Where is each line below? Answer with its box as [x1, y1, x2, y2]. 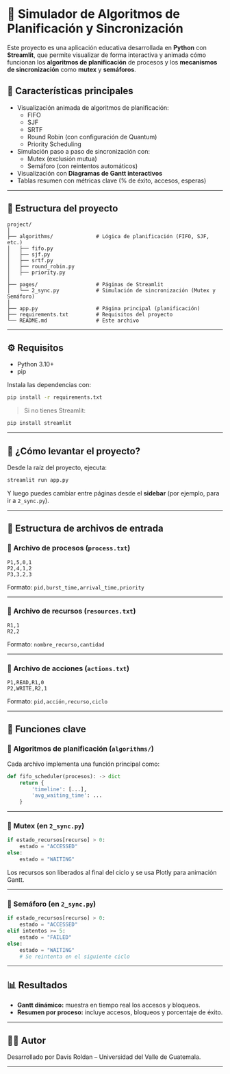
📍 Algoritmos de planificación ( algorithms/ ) [7, 744, 154, 754]
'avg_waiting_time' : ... [31, 792, 103, 799]
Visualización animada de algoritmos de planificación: [16, 103, 169, 112]
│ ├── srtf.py [7, 257, 53, 264]
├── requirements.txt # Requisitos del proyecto [7, 311, 173, 318]
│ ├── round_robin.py [7, 263, 75, 270]
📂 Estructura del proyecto [7, 202, 118, 215]
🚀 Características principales [7, 85, 133, 97]
